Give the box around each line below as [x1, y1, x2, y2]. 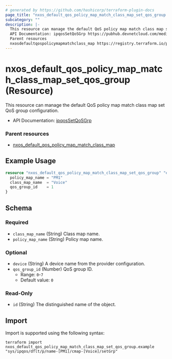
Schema [5, 203, 32, 212]
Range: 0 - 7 [20, 272, 44, 278]
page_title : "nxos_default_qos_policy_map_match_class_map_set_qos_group [5, 12, 166, 17]
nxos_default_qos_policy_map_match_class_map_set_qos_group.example [5, 345, 155, 350]
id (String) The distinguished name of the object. [12, 301, 116, 308]
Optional [5, 249, 27, 256]
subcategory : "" [5, 17, 40, 22]
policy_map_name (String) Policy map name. [12, 236, 103, 242]
